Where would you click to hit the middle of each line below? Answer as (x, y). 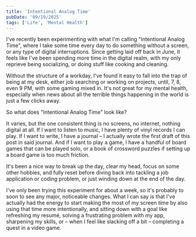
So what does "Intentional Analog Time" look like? (67, 112)
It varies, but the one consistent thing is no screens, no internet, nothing (93, 124)
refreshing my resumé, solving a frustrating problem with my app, (86, 215)
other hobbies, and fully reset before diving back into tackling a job (87, 173)
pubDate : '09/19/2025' (34, 17)
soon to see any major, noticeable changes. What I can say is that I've (91, 197)
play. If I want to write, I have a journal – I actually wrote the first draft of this (98, 136)
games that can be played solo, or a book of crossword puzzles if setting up (98, 149)
